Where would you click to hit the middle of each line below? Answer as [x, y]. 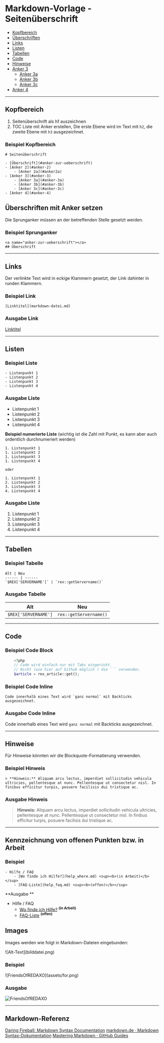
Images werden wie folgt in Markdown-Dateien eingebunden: [67, 942]
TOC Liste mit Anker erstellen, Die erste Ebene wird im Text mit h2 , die [82, 126]
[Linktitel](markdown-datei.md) [38, 306]
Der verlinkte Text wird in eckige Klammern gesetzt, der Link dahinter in [77, 278]
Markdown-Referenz [37, 1018]
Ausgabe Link [22, 318]
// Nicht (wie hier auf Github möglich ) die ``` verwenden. [77, 670]
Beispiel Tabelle [24, 563]
